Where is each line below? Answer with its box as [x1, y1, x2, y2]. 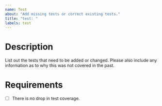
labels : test [5, 20, 32, 26]
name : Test [5, 7, 27, 12]
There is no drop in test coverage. [12, 95, 80, 102]
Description [5, 42, 53, 52]
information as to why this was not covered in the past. [5, 62, 115, 68]
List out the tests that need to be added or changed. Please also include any [5, 58, 157, 63]
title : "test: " [5, 16, 38, 21]
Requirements [5, 79, 63, 91]
